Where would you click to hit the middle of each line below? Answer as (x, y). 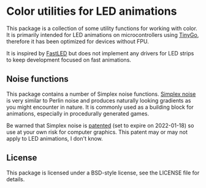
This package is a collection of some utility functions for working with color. (102, 28)
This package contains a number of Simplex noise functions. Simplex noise (101, 94)
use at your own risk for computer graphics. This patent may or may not (97, 132)
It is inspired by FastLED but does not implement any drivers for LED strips (100, 53)
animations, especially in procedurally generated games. (78, 113)
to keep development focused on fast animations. (69, 60)
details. (16, 179)
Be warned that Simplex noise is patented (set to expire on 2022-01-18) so (100, 125)
